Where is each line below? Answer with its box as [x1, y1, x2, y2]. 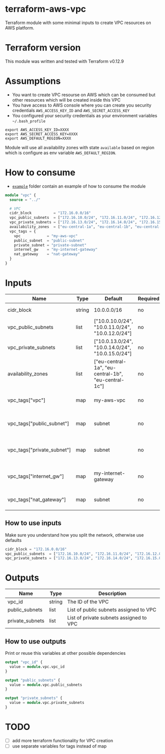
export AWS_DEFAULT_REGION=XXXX [5, 136, 71, 141]
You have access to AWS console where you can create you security [12, 102, 152, 108]
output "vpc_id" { [5, 660, 43, 665]
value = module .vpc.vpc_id [9, 664, 65, 669]
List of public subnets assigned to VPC [67, 606, 157, 613]
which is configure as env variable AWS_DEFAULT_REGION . [5, 150, 116, 156]
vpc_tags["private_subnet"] [7, 446, 71, 453]
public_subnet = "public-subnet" [14, 238, 84, 243]
